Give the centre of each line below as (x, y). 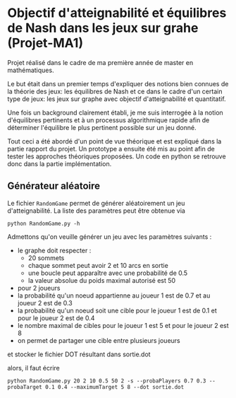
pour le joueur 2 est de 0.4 (56, 318)
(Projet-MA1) (45, 43)
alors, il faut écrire (33, 368)
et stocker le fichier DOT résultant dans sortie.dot (79, 354)
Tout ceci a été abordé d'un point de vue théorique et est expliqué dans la (114, 141)
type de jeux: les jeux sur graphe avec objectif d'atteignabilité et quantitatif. (117, 99)
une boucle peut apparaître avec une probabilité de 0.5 (108, 273)
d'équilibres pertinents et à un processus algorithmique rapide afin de (108, 120)
